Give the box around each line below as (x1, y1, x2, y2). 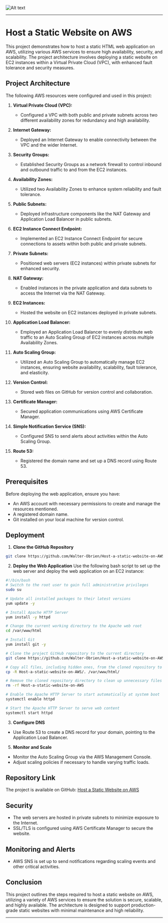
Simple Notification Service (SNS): (12, 423, 86, 429)
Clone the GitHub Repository (12, 544, 74, 550)
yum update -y (5, 601, 35, 606)
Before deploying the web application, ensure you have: (5, 491, 120, 497)
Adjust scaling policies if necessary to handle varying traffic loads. (12, 759, 150, 765)
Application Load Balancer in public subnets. (20, 216, 112, 222)
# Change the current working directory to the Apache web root (5, 623, 142, 629)
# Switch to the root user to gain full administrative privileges (5, 583, 149, 588)
